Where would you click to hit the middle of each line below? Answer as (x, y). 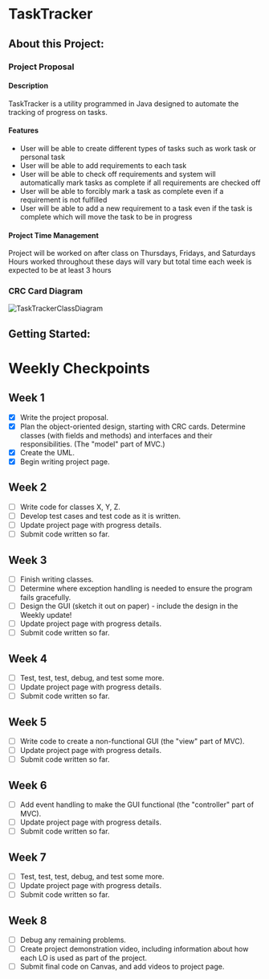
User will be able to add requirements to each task (103, 165)
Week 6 (28, 785)
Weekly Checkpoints (79, 368)
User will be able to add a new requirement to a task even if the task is (136, 208)
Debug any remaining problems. (73, 940)
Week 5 (27, 722)
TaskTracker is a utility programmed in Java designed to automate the (124, 103)
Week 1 (26, 398)
